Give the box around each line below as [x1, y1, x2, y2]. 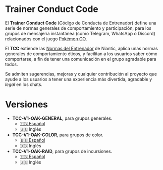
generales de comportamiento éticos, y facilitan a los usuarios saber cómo [5, 51, 158, 57]
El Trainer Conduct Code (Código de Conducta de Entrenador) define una [5, 20, 157, 26]
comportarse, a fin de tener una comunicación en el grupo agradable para [5, 56, 157, 62]
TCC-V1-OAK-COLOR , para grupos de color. [12, 132, 104, 138]
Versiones [5, 99, 48, 110]
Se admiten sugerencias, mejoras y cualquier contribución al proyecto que [5, 71, 157, 77]
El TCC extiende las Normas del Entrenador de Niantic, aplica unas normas [5, 45, 158, 51]
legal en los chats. [5, 81, 43, 87]
